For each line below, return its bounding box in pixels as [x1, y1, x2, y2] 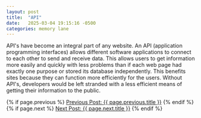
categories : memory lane [6, 25, 69, 32]
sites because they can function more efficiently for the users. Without [6, 74, 183, 81]
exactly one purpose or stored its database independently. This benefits [6, 67, 186, 75]
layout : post [6, 8, 39, 15]
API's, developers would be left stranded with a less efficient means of [6, 81, 183, 88]
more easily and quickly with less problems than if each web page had [6, 61, 182, 69]
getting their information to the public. [6, 87, 101, 94]
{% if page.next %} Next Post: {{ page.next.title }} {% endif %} [6, 105, 163, 112]
